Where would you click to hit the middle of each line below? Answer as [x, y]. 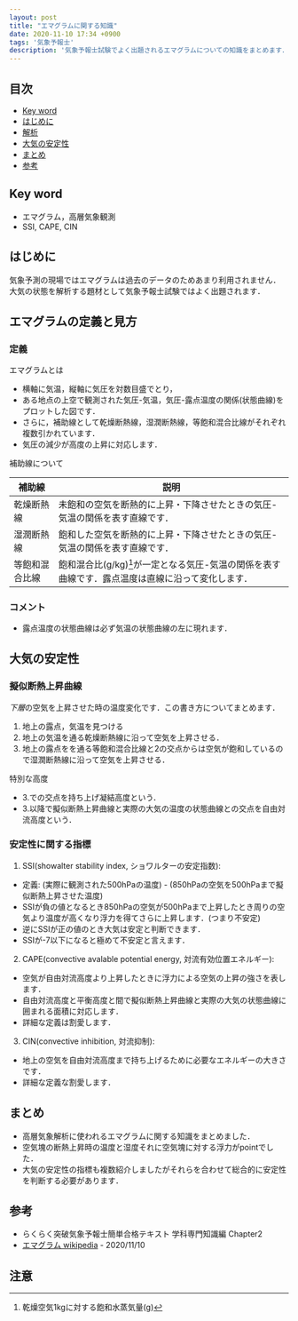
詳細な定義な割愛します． [69, 1082]
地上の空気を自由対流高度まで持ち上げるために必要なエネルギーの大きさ [154, 1060]
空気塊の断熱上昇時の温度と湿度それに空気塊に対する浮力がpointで [144, 1147]
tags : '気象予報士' [42, 42]
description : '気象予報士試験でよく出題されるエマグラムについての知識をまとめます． [149, 51]
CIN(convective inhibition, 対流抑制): [88, 1041]
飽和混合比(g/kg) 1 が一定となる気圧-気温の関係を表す [169, 564]
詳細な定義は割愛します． [69, 1022]
